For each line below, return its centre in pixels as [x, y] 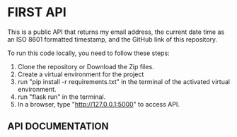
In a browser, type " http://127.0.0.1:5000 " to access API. [99, 104]
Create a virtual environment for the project [81, 74]
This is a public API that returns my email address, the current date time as [116, 32]
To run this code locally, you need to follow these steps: [88, 53]
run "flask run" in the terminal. [62, 97]
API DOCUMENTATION [58, 127]
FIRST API [37, 12]
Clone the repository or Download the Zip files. [86, 66]
